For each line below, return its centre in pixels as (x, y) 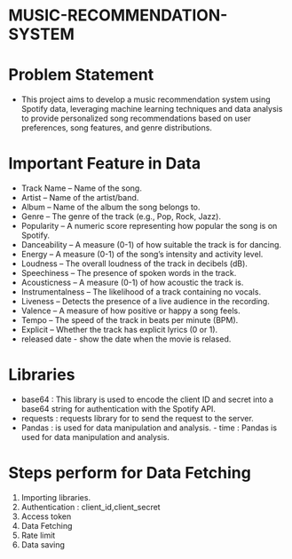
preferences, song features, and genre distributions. (116, 128)
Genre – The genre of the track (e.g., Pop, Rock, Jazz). (121, 217)
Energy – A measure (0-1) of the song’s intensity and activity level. (142, 255)
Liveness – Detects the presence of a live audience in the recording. (145, 302)
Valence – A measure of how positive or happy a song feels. (130, 311)
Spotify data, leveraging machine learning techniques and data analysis (152, 109)
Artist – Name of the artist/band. (80, 198)
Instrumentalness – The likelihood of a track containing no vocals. (141, 292)
